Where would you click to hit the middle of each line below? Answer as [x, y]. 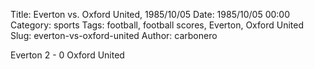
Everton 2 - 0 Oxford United [67, 55]
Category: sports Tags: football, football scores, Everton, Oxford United [157, 25]
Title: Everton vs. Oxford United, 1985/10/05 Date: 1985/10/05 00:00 [150, 14]
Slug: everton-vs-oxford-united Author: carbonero [114, 35]
